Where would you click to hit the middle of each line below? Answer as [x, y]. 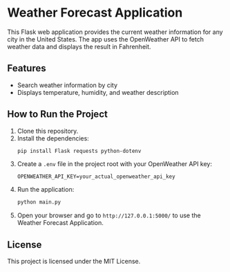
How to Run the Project [58, 115]
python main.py [39, 202]
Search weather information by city [67, 85]
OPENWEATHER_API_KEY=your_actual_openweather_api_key [96, 177]
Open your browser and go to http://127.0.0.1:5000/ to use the [109, 215]
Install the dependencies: [53, 138]
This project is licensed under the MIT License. [74, 262]
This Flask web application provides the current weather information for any [115, 32]
